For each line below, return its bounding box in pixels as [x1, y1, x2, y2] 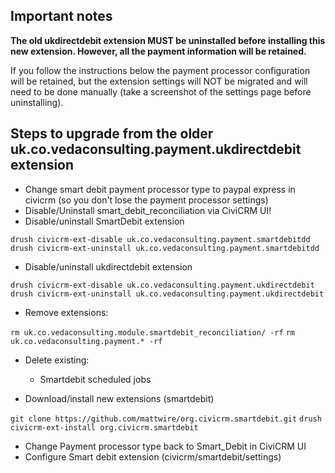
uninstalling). [10, 96, 64, 108]
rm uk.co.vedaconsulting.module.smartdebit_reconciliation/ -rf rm [10, 327, 295, 338]
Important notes [10, 8, 113, 25]
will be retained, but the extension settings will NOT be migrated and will [10, 75, 308, 87]
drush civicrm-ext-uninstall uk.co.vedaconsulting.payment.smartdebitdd [10, 243, 320, 253]
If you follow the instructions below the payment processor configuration [10, 64, 311, 76]
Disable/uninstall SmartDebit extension [24, 215, 185, 227]
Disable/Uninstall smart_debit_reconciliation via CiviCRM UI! [24, 204, 272, 216]
